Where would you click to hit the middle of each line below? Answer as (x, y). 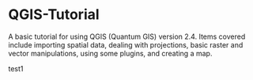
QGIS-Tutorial (54, 15)
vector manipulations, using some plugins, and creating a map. (110, 53)
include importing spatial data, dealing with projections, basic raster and (126, 44)
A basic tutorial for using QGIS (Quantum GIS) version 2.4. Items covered (127, 36)
